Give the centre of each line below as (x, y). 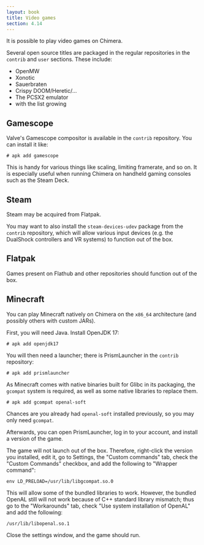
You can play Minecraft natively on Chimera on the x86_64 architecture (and (102, 314)
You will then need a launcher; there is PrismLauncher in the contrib (93, 355)
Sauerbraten (31, 84)
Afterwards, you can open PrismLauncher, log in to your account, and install (102, 432)
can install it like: (27, 144)
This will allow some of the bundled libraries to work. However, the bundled (101, 493)
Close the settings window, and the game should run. (74, 535)
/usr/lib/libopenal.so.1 (38, 523)
